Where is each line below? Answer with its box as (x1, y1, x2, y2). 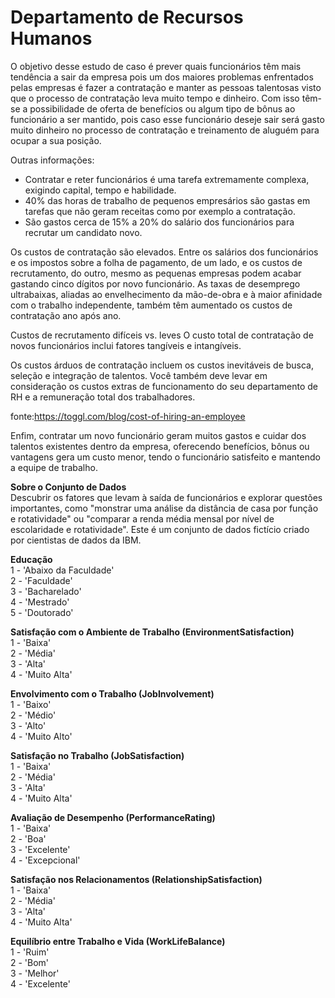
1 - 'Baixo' (10, 698, 52, 710)
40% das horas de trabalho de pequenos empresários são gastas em (24, 194, 311, 206)
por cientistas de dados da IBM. (10, 534, 142, 546)
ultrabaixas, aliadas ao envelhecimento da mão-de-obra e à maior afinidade (10, 288, 323, 300)
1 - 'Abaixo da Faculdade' (10, 564, 115, 576)
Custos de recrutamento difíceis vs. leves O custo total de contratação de (10, 329, 314, 341)
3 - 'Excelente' (10, 843, 71, 855)
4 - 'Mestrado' (10, 596, 70, 608)
